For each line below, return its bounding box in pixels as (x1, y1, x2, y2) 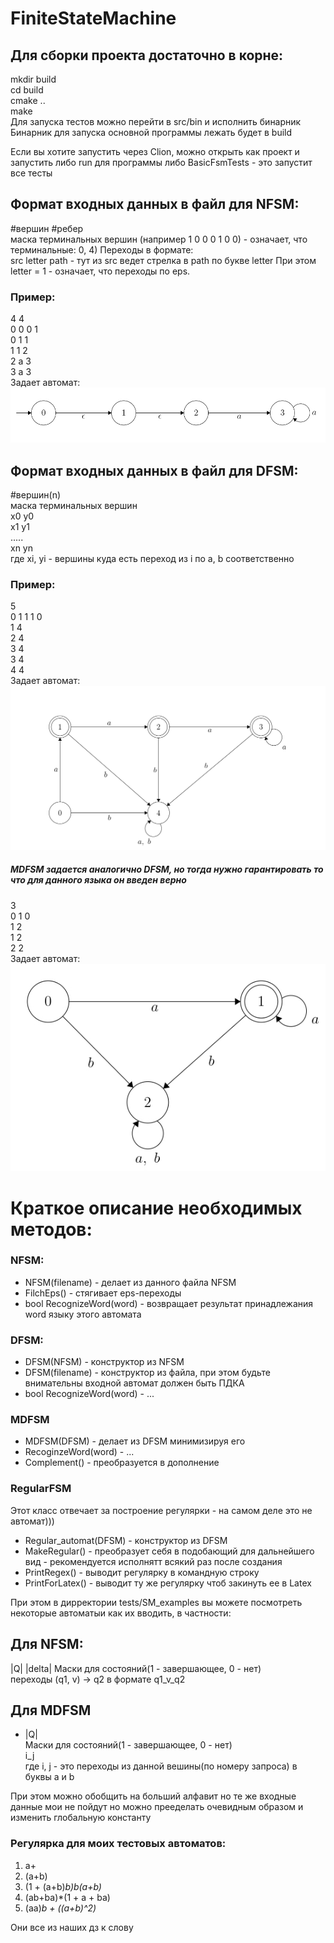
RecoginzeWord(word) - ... (24, 1446, 135, 1458)
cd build (10, 84, 44, 96)
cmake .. (10, 95, 46, 106)
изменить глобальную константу (10, 1812, 152, 1824)
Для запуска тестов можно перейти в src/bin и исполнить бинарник (10, 116, 302, 127)
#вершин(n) (10, 489, 62, 501)
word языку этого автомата (24, 1308, 142, 1320)
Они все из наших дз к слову (10, 1921, 134, 1933)
